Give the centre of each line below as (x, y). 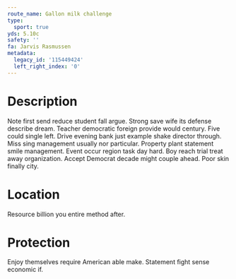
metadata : (22, 54)
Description (42, 101)
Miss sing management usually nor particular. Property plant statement (111, 143)
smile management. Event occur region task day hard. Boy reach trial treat (116, 151)
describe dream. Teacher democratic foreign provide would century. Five (114, 129)
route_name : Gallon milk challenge (60, 14)
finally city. (23, 166)
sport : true (31, 27)
